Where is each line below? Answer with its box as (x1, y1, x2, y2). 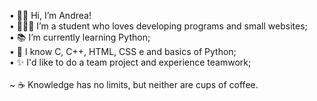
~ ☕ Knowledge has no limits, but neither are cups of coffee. (9, 79, 259, 90)
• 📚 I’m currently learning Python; (9, 31, 151, 43)
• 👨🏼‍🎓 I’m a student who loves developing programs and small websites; (9, 20, 308, 32)
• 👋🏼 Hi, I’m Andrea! (9, 10, 92, 21)
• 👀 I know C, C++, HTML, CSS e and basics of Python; (9, 46, 237, 57)
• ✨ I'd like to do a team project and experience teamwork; (9, 56, 252, 68)
